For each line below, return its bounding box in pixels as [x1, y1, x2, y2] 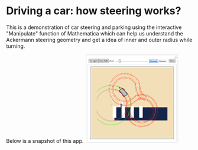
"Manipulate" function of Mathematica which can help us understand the [6, 30, 183, 37]
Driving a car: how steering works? [6, 4, 181, 18]
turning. [6, 43, 25, 50]
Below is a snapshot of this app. [6, 137, 84, 144]
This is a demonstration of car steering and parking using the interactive [6, 24, 182, 31]
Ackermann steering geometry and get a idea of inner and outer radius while [6, 36, 193, 43]
